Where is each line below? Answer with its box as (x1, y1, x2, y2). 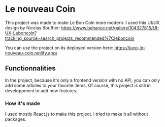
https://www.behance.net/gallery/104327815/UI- (61, 25, 159, 30)
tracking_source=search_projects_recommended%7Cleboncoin (5, 35, 134, 41)
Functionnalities (5, 64, 56, 73)
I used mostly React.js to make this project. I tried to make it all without (5, 111, 148, 117)
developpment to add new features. (5, 87, 78, 94)
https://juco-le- (114, 45, 145, 51)
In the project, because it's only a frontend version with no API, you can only (5, 77, 160, 83)
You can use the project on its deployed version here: (5, 45, 113, 51)
